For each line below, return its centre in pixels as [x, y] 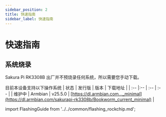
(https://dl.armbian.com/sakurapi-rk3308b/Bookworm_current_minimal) [79, 100]
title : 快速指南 [20, 14]
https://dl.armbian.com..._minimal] [107, 94]
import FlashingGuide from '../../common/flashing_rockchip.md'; [70, 109]
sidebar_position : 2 [27, 10]
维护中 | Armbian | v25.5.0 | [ [43, 94]
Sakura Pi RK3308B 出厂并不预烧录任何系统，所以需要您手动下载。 [74, 78]
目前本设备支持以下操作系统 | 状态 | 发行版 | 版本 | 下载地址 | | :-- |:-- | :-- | [81, 88]
